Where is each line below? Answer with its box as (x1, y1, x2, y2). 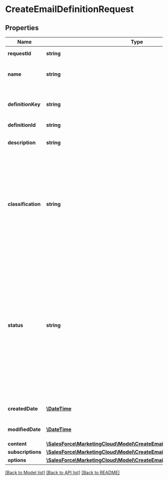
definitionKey (7, 101, 41, 107)
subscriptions (7, 448, 41, 455)
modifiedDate (7, 426, 41, 433)
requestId (7, 50, 31, 57)
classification (7, 201, 41, 207)
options (7, 457, 26, 463)
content (7, 440, 27, 447)
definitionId (7, 122, 36, 129)
